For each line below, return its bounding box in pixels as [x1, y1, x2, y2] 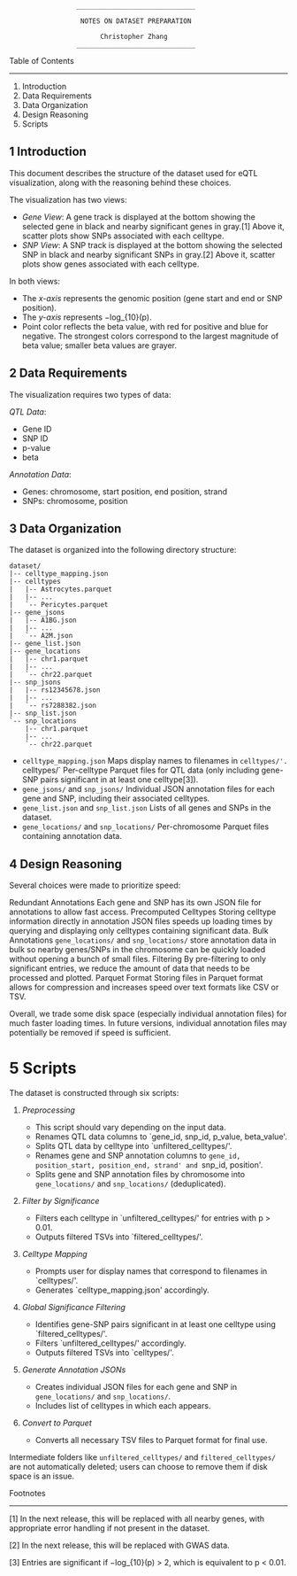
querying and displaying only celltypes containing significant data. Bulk [9, 926, 269, 936]
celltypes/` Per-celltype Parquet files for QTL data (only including [21, 765, 260, 776]
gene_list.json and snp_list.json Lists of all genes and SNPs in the [21, 803, 271, 813]
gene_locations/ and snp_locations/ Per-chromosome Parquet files [21, 821, 270, 832]
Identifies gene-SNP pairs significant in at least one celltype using [34, 1319, 277, 1330]
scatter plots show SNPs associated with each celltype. [21, 230, 225, 241]
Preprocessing [21, 1105, 75, 1115]
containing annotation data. [21, 831, 122, 842]
